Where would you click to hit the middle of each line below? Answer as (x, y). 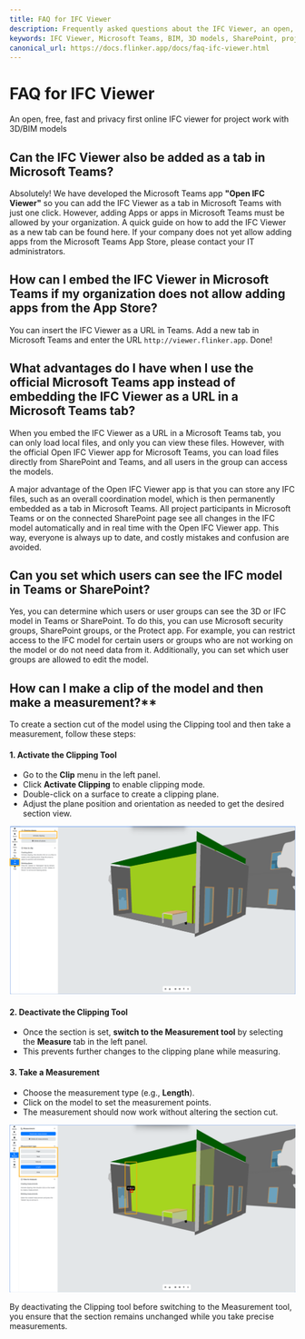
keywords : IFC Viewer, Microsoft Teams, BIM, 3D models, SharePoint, (144, 38)
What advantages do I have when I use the (132, 368)
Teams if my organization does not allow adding (148, 294)
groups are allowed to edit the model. (79, 660)
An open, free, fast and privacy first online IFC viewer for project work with (149, 119)
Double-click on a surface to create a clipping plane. (121, 794)
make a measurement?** (83, 703)
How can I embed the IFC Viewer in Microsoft (139, 280)
